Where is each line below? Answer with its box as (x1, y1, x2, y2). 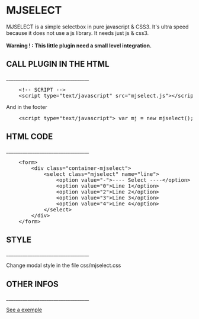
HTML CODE (6, 131, 53, 142)
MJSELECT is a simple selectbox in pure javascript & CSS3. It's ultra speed (6, 23, 189, 30)
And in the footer (6, 103, 47, 110)
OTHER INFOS (6, 279, 59, 289)
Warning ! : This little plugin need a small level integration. (6, 42, 152, 49)
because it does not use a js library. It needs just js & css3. (6, 29, 149, 36)
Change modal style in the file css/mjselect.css (6, 262, 121, 269)
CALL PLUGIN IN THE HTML (6, 59, 110, 69)
